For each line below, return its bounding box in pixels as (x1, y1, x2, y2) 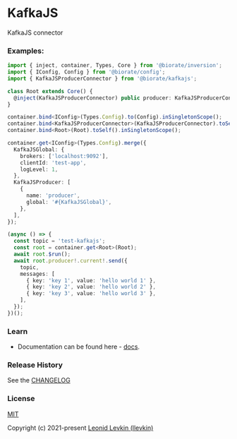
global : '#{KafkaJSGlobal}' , (25, 198, 112, 205)
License (7, 394, 35, 404)
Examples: (7, 46, 44, 56)
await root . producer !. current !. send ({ (13, 257, 128, 264)
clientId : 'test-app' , (20, 159, 87, 167)
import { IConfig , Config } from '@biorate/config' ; (7, 68, 166, 76)
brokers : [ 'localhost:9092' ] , (20, 152, 109, 160)
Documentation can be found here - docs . (17, 342, 140, 351)
